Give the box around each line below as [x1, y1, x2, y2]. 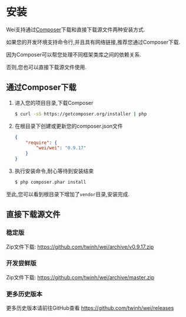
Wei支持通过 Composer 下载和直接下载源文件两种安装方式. [6, 26, 145, 33]
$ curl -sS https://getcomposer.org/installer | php [14, 111, 147, 117]
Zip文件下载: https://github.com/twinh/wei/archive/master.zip [6, 273, 155, 280]
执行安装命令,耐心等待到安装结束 [14, 167, 94, 174]
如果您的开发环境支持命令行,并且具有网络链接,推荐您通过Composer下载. [6, 38, 181, 45]
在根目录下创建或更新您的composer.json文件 [14, 122, 123, 130]
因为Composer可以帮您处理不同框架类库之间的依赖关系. [6, 51, 141, 58]
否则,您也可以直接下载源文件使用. [6, 63, 87, 71]
